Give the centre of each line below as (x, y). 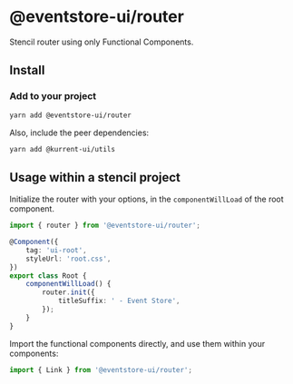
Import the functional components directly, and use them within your (137, 343)
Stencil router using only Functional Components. (102, 42)
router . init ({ (68, 292)
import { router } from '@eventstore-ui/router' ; (105, 226)
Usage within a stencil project (95, 177)
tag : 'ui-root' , (57, 250)
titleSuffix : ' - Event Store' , (119, 301)
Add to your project (53, 96)
